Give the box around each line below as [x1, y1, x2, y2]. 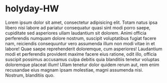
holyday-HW [5, 3, 59, 14]
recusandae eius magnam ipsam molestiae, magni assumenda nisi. [5, 67, 143, 73]
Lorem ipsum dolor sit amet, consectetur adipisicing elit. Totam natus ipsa [5, 19, 158, 25]
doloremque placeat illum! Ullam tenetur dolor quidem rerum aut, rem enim [5, 62, 159, 68]
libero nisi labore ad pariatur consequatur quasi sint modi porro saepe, [5, 24, 150, 30]
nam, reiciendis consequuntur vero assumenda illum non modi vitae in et [5, 40, 155, 46]
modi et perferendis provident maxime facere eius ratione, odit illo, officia [5, 51, 157, 57]
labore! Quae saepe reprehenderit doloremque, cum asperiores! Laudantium [5, 46, 162, 52]
